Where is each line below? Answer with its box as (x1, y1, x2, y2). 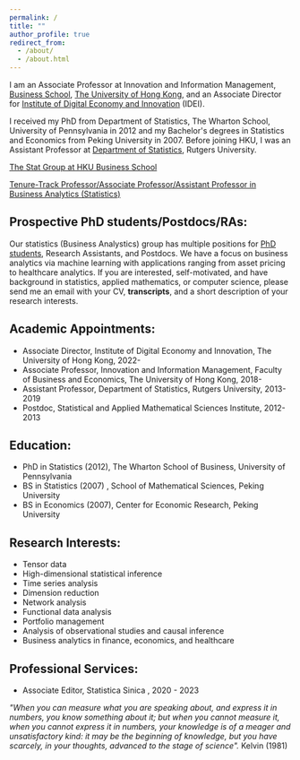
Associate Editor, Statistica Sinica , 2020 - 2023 (21, 685, 200, 695)
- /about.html (17, 55, 70, 64)
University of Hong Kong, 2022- (21, 355, 141, 366)
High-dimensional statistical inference (21, 568, 163, 579)
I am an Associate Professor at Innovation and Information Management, (9, 80, 276, 90)
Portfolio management (21, 616, 105, 627)
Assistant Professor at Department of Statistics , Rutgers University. (9, 144, 257, 155)
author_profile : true (9, 30, 90, 39)
